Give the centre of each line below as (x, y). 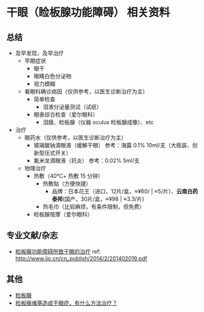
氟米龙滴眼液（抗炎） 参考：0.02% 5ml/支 (86, 161)
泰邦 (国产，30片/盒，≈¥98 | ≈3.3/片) (98, 199)
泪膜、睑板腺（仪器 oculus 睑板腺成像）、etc (98, 122)
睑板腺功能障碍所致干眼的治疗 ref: (58, 251)
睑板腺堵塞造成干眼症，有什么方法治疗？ (66, 303)
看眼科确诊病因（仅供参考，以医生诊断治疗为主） (86, 92)
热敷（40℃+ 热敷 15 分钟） (68, 176)
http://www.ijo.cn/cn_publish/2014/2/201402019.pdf (81, 258)
